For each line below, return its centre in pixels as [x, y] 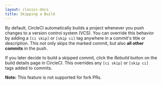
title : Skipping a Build [30, 14]
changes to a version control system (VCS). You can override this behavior [80, 33]
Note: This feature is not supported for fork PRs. [53, 77]
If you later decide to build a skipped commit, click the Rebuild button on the [81, 57]
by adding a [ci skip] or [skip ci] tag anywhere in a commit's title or [75, 38]
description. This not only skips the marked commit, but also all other [74, 43]
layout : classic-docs [27, 9]
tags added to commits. [29, 68]
